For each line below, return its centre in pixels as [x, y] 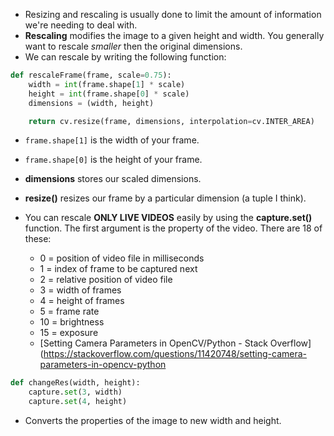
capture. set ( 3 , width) [75, 392]
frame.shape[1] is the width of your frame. [112, 140]
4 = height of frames [82, 301]
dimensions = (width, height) [91, 103]
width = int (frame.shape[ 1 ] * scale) [107, 84]
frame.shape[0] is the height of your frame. [113, 160]
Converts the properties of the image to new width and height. [153, 420]
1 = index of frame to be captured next [118, 269]
